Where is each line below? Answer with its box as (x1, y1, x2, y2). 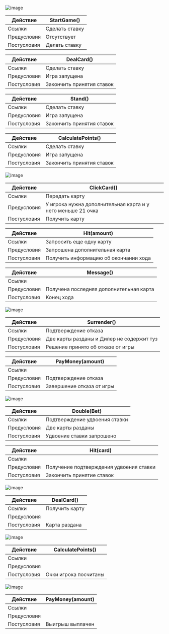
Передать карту (45, 193, 85, 200)
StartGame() (49, 17, 80, 24)
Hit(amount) (83, 230, 113, 236)
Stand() (70, 96, 89, 102)
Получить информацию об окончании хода (45, 254, 151, 261)
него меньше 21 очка (45, 207, 99, 214)
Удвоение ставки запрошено (45, 432, 117, 439)
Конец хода (45, 294, 74, 301)
